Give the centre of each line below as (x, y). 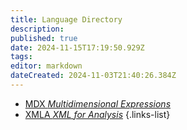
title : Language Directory (66, 19)
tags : (21, 57)
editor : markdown (46, 66)
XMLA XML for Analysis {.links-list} (97, 114)
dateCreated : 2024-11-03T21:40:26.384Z (93, 76)
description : (37, 29)
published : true (44, 38)
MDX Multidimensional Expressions (98, 103)
